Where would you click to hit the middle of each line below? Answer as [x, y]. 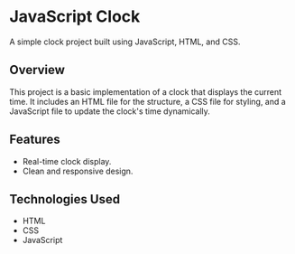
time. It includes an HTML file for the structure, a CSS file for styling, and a [147, 101]
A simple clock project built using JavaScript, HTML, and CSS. [125, 42]
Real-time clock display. [67, 161]
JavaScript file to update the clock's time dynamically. [110, 111]
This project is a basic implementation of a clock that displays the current [146, 91]
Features [35, 140]
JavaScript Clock [75, 17]
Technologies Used [65, 199]
